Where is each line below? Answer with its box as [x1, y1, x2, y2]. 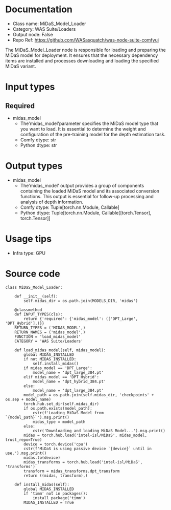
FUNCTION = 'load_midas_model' [14, 334, 81, 339]
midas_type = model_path [32, 419, 86, 424]
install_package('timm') [32, 495, 86, 500]
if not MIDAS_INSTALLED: [23, 356, 77, 362]
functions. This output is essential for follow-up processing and [20, 193, 154, 199]
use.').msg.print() [5, 451, 47, 456]
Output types [5, 160, 63, 172]
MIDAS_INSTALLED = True [23, 500, 74, 505]
